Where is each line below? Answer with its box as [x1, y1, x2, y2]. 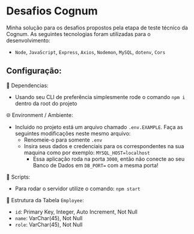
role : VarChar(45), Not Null [14, 221, 83, 228]
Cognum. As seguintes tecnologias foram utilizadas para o [6, 30, 151, 37]
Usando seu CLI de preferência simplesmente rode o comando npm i [14, 93, 186, 100]
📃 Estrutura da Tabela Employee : [6, 196, 84, 203]
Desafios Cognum [6, 4, 98, 18]
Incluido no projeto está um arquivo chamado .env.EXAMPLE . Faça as [14, 123, 183, 130]
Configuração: [6, 66, 62, 76]
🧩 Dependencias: [6, 82, 49, 89]
